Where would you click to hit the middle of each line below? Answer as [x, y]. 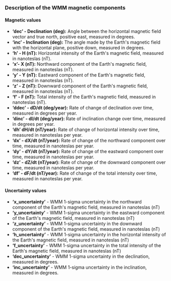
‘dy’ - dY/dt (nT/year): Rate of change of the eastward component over [88, 152]
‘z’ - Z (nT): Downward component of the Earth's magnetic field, [80, 86]
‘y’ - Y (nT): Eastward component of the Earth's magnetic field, [79, 75]
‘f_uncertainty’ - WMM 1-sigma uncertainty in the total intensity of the [87, 246]
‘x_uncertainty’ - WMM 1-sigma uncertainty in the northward [77, 202]
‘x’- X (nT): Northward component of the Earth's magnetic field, [79, 64]
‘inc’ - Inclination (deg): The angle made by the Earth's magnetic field [86, 42]
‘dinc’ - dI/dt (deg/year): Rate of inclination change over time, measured [89, 119]
